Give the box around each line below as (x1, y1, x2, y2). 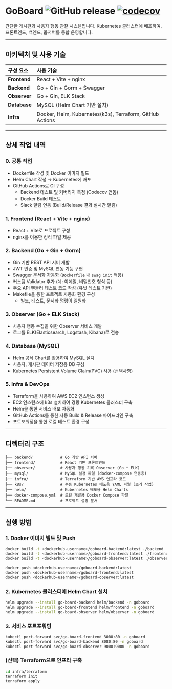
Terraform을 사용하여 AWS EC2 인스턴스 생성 (12, 393, 105, 399)
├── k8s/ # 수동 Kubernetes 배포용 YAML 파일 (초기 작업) (5, 482, 154, 487)
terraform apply (5, 678, 40, 683)
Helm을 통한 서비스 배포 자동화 (12, 405, 75, 412)
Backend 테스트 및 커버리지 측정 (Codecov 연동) (20, 189, 119, 196)
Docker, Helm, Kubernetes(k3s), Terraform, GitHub (36, 110, 159, 117)
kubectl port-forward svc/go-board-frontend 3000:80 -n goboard (5, 634, 145, 639)
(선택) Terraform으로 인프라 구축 (5, 657, 82, 664)
